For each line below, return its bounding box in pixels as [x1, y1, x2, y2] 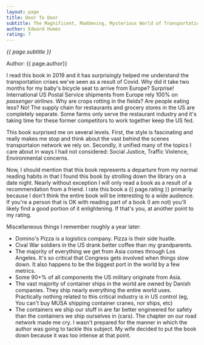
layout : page [6, 9, 39, 15]
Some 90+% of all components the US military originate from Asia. [15, 274, 182, 281]
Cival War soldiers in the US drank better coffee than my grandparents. [15, 241, 193, 249]
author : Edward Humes [6, 26, 61, 32]
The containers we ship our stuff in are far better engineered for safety [15, 306, 192, 313]
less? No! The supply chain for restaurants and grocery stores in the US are [6, 104, 195, 111]
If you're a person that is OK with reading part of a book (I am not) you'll [6, 199, 186, 206]
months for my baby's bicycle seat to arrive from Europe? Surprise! [6, 84, 174, 92]
